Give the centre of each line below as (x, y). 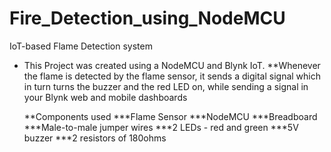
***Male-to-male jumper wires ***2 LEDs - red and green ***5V (161, 127)
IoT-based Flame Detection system (81, 46)
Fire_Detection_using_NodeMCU (147, 18)
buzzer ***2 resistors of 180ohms (95, 138)
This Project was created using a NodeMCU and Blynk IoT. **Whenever (172, 65)
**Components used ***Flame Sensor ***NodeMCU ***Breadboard (170, 116)
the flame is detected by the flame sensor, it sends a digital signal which (172, 76)
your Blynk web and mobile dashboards (105, 97)
